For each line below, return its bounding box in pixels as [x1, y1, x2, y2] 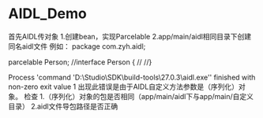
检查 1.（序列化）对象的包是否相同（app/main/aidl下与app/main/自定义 [23, 91, 254, 101]
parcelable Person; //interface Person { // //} [8, 57, 152, 67]
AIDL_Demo [8, 5, 87, 23]
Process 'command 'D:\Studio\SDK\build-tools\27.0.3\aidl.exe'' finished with [8, 72, 256, 82]
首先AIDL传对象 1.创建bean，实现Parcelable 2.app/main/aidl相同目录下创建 [8, 31, 252, 41]
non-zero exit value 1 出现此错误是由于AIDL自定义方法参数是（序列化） [8, 82, 239, 91]
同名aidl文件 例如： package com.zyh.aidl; [8, 41, 146, 51]
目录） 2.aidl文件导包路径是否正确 [8, 101, 118, 111]
